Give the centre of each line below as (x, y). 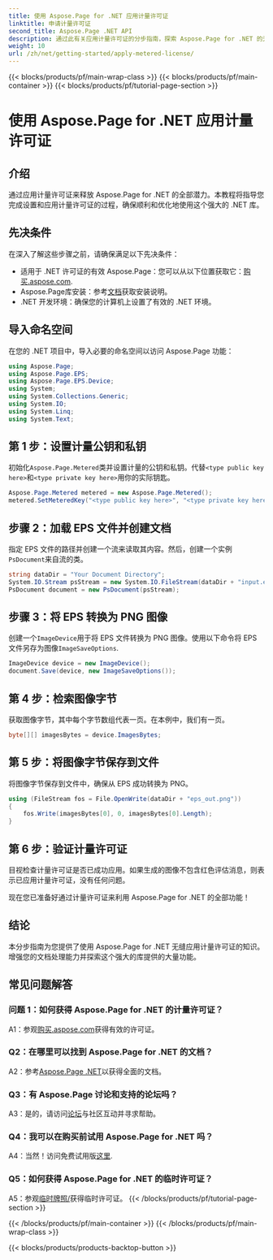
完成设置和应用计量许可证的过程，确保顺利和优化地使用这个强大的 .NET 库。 (136, 205)
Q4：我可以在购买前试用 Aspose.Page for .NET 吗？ (111, 1137)
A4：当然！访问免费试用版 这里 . (61, 1156)
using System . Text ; (41, 419)
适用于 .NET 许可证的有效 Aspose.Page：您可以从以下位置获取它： (132, 271)
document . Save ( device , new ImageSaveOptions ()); (92, 671)
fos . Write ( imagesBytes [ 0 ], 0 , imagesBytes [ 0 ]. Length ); (118, 814)
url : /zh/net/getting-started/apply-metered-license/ (102, 54)
